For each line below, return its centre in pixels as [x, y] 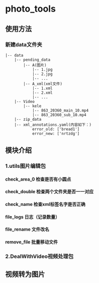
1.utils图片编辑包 [26, 166]
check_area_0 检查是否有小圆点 [38, 179]
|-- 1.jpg [42, 69]
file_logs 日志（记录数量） [33, 217]
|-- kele [32, 106]
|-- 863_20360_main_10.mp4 [60, 110]
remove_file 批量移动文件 [31, 242]
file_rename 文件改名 [27, 229]
